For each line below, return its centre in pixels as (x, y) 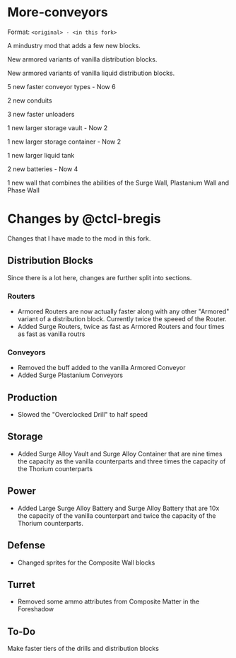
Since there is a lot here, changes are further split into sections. (100, 277)
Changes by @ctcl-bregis (84, 219)
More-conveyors (58, 12)
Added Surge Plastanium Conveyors (70, 375)
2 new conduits (30, 100)
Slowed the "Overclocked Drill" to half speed (83, 415)
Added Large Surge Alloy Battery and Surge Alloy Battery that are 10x (118, 508)
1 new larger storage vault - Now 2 (58, 127)
